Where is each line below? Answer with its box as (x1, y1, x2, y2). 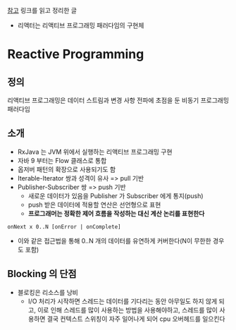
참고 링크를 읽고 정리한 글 (7, 6, 77, 14)
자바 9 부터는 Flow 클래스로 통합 (17, 156, 107, 164)
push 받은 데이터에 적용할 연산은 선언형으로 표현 (27, 200, 161, 209)
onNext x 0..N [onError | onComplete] (7, 223, 121, 231)
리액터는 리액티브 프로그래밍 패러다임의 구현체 (17, 21, 144, 30)
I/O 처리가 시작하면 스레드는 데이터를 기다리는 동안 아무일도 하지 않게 (27, 297, 218, 305)
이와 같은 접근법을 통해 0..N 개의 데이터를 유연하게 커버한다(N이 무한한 (17, 236, 211, 245)
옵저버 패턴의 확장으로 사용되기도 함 (17, 165, 116, 173)
